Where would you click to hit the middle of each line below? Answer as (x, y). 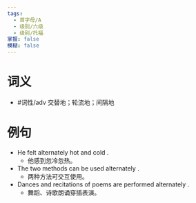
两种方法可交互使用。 (58, 176)
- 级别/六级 (28, 26)
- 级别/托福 (28, 33)
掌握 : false (23, 39)
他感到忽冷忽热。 (52, 160)
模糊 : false (23, 46)
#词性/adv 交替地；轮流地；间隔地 (66, 102)
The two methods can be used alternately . (78, 168)
